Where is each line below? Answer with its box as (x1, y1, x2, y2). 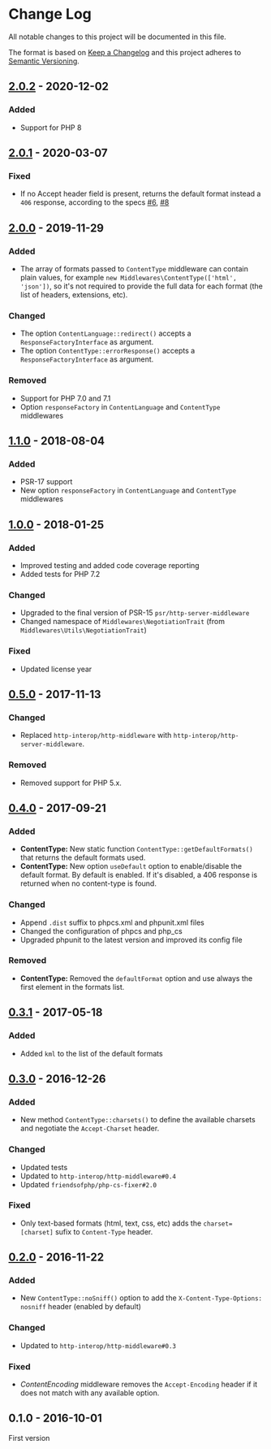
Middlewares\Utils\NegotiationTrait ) (19, 625, 148, 635)
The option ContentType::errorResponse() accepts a (19, 346, 196, 356)
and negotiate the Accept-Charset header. (19, 1123, 160, 1134)
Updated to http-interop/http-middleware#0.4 (19, 1171, 177, 1181)
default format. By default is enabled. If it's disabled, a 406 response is (19, 870, 258, 880)
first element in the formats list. (19, 982, 125, 991)
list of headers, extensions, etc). (19, 290, 128, 299)
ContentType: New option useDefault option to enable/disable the (19, 861, 242, 871)
